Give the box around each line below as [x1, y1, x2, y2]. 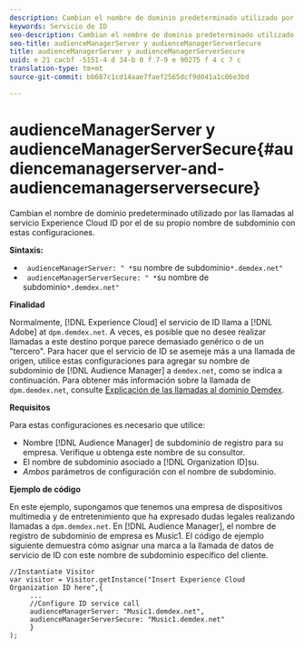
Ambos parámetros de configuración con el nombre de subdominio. [22, 465, 277, 477]
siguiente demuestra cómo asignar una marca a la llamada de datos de [9, 540, 274, 551]
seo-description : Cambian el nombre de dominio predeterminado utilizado [9, 30, 295, 39]
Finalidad [9, 299, 45, 310]
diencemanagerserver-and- [9, 158, 225, 178]
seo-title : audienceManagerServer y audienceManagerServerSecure [9, 38, 261, 48]
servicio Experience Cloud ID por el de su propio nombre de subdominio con [9, 217, 296, 228]
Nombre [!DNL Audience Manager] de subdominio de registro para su [22, 437, 284, 448]
